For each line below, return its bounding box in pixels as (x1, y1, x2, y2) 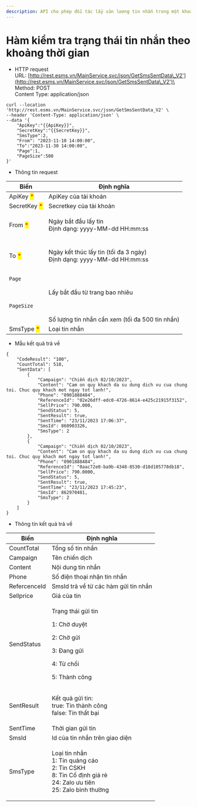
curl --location (6, 102, 46, 108)
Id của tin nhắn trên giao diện (52, 733, 132, 741)
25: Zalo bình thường (52, 785, 110, 794)
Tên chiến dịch (52, 553, 93, 562)
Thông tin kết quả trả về (14, 520, 73, 527)
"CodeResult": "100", (16, 356, 69, 362)
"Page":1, (16, 148, 41, 154)
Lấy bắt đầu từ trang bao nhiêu (48, 288, 133, 296)
